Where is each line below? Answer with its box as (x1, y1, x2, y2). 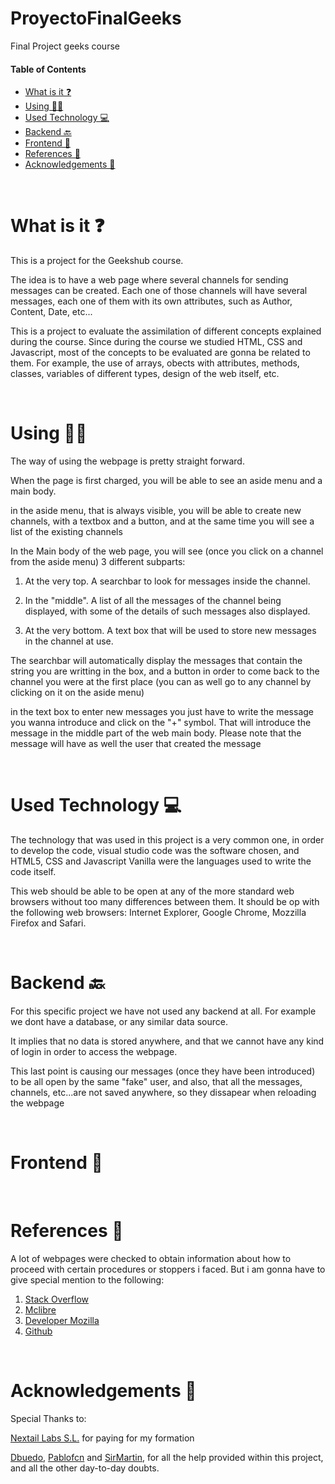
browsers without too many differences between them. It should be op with (10, 895, 320, 907)
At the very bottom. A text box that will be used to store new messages (24, 625, 317, 637)
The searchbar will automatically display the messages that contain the (10, 655, 303, 667)
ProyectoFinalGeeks (10, 7, 182, 30)
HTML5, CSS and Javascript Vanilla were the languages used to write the (10, 855, 312, 867)
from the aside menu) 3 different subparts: (10, 556, 186, 568)
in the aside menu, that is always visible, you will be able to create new (10, 505, 302, 517)
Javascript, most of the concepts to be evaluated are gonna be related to (10, 347, 311, 359)
